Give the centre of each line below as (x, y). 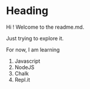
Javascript (27, 61)
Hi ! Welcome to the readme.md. (45, 27)
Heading (27, 11)
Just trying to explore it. (35, 38)
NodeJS (24, 67)
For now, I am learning (33, 49)
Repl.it (22, 80)
